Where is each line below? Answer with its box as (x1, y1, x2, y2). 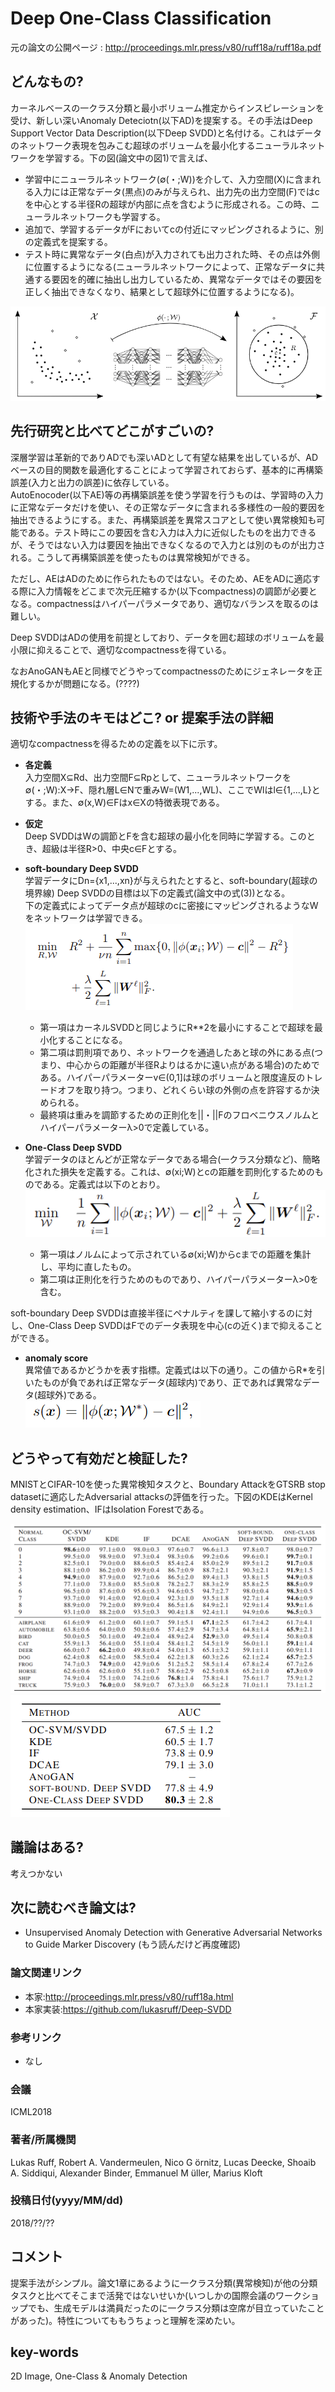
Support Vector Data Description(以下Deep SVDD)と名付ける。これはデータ (10, 127, 323, 139)
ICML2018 (10, 2106, 53, 2118)
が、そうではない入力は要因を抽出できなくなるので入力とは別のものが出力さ (10, 538, 326, 551)
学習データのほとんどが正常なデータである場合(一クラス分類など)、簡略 (24, 1153, 321, 1166)
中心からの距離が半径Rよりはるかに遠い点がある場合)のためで (66, 1059, 320, 1071)
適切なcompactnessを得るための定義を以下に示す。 (10, 738, 223, 750)
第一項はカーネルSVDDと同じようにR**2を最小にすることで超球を (39, 1022, 315, 1034)
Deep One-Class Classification (10, 7, 272, 30)
